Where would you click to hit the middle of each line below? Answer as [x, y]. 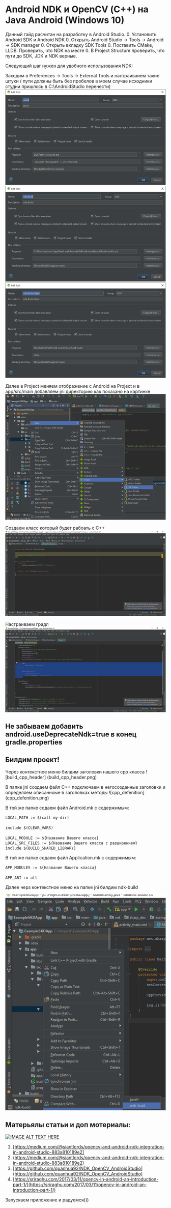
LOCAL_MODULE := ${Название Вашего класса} [52, 838]
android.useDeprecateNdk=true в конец [71, 735]
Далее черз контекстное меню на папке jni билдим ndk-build [72, 887]
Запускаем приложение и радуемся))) [47, 1200]
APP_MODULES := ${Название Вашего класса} [51, 868]
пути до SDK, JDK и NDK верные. [41, 56]
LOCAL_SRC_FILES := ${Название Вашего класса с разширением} [72, 843]
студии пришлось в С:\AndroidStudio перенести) [58, 86]
